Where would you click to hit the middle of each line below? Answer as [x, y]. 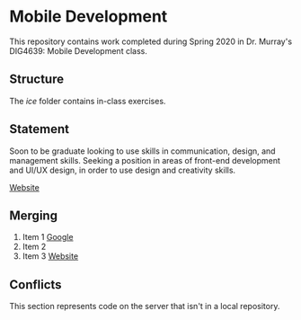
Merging [34, 215]
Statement [40, 129]
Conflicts [35, 284]
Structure [37, 80]
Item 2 [34, 247]
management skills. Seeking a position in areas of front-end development [145, 160]
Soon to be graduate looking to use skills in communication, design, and [142, 151]
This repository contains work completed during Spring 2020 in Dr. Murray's [151, 41]
